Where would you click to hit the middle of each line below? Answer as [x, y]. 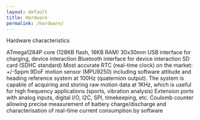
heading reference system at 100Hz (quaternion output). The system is [95, 78]
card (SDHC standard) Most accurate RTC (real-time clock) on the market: [100, 65]
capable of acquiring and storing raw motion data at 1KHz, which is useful [99, 85]
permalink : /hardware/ [35, 23]
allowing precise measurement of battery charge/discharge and [86, 104]
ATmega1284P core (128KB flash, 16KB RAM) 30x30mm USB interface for [98, 52]
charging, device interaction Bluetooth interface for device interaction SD [98, 59]
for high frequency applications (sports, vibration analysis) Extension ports [100, 91]
